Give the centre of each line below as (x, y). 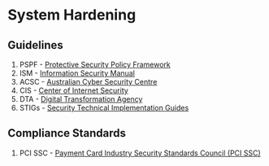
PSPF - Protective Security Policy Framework (95, 64)
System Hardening (72, 15)
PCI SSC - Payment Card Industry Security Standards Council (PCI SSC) (140, 153)
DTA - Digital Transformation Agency (81, 99)
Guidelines (35, 45)
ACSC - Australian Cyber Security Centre (88, 82)
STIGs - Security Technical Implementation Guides (104, 108)
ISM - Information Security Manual (77, 73)
